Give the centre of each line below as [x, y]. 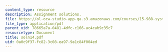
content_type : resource [30, 10]
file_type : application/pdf [34, 24]
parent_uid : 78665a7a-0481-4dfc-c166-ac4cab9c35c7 [59, 28]
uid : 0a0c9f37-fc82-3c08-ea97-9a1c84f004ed [51, 42]
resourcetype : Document [30, 33]
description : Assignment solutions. [43, 14]
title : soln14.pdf [24, 38]
